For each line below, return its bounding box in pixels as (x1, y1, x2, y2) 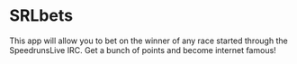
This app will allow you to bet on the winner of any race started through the (9, 35, 288, 46)
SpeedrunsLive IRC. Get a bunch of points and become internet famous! (9, 44, 276, 55)
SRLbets (9, 5, 74, 26)
